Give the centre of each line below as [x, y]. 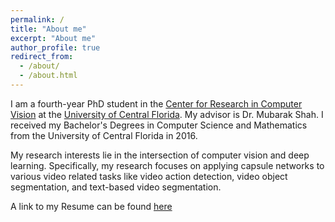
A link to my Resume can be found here [91, 206]
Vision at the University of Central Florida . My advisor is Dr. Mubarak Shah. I [167, 114]
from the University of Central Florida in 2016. [104, 135]
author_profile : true [55, 47]
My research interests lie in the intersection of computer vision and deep [160, 155]
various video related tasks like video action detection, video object [149, 176]
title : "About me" [48, 29]
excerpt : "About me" [53, 38]
